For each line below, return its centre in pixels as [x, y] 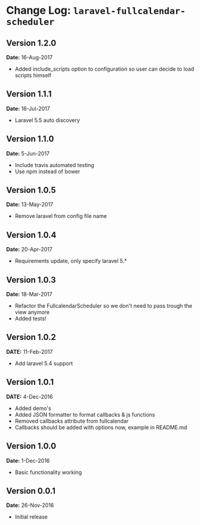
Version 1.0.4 [31, 235]
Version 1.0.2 [31, 337]
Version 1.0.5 [31, 190]
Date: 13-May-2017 [30, 205]
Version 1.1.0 [30, 139]
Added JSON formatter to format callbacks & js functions [85, 414]
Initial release [31, 517]
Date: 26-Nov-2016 [30, 505]
